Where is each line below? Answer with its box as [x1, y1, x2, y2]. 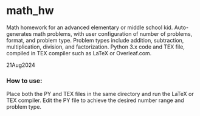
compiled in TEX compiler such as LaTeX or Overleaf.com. [6, 49, 152, 56]
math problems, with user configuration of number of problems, [33, 30, 193, 37]
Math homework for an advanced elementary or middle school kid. [6, 24, 173, 31]
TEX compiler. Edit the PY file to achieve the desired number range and [6, 97, 184, 104]
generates [6, 30, 32, 37]
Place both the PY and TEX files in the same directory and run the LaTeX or [6, 90, 194, 98]
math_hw [6, 4, 55, 18]
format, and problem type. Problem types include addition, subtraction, [6, 36, 184, 44]
